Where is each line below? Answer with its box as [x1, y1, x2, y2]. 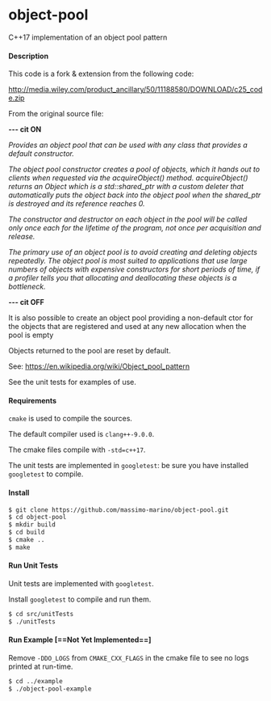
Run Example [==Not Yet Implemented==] [8, 635, 152, 644]
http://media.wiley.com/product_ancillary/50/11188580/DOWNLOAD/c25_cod [8, 85, 263, 95]
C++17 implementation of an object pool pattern [8, 32, 168, 42]
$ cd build [8, 528, 45, 537]
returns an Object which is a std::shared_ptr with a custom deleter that [8, 182, 244, 192]
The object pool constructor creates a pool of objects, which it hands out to [8, 164, 261, 175]
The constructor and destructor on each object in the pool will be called [8, 214, 248, 224]
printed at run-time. [8, 661, 73, 671]
